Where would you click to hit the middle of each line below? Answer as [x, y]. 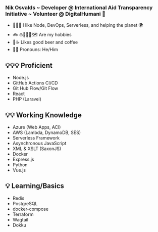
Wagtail [20, 219]
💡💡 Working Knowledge [43, 115]
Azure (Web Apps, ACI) [37, 127]
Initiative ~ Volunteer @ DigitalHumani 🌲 [56, 14]
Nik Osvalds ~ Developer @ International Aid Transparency [79, 8]
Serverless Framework [36, 137]
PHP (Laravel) [27, 99]
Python [20, 165]
